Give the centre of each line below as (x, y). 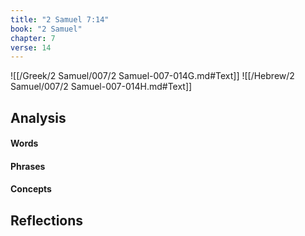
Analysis (38, 117)
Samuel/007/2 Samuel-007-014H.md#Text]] (101, 87)
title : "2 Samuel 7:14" (60, 19)
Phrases (28, 166)
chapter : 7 (33, 38)
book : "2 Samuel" (46, 29)
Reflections (47, 220)
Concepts (31, 189)
